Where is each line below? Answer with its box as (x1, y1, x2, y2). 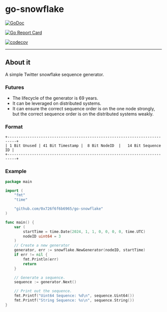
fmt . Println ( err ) (23, 257, 59, 262)
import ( (5, 188, 23, 193)
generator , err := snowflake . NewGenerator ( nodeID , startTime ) (14, 247, 146, 253)
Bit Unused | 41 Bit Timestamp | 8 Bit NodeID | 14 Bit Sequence (14, 143, 162, 149)
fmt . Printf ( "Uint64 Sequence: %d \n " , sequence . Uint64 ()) (14, 293, 135, 299)
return (23, 261, 37, 266)
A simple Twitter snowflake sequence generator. (5, 71, 104, 78)
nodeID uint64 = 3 (23, 234, 61, 239)
